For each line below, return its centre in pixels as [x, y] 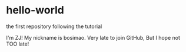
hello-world [35, 10]
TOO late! [18, 44]
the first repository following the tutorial [54, 26]
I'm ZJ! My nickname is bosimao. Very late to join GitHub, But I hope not [93, 37]
